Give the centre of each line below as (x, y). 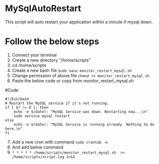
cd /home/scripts (29, 65)
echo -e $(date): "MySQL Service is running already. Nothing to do (84, 124)
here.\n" (14, 129)
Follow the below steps (52, 41)
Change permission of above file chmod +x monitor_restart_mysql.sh (81, 75)
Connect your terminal (34, 55)
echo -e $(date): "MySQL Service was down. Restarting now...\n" (81, 112)
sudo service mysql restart (42, 116)
